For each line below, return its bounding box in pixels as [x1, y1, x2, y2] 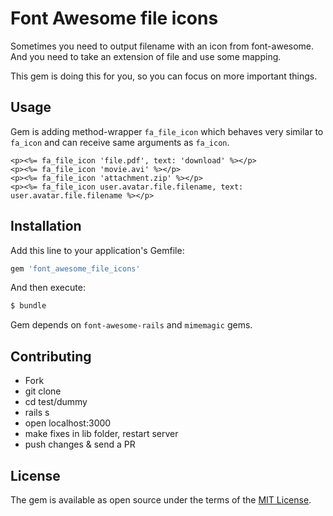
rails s [24, 407, 50, 419]
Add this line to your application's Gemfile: [10, 244, 185, 256]
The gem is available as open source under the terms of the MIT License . [10, 493, 312, 506]
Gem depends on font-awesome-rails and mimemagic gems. [10, 319, 253, 331]
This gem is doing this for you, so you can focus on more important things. [10, 70, 318, 82]
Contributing [10, 348, 92, 365]
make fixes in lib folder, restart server [24, 428, 179, 440]
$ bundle [10, 301, 47, 311]
